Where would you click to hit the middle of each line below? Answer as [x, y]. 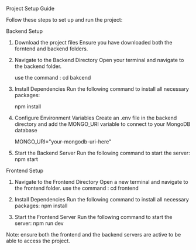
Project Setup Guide [30, 8]
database [26, 130]
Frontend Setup [25, 170]
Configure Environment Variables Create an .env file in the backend [96, 118]
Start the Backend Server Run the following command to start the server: [102, 153]
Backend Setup [24, 31]
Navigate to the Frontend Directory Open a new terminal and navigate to [101, 182]
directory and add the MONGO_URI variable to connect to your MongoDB [102, 124]
